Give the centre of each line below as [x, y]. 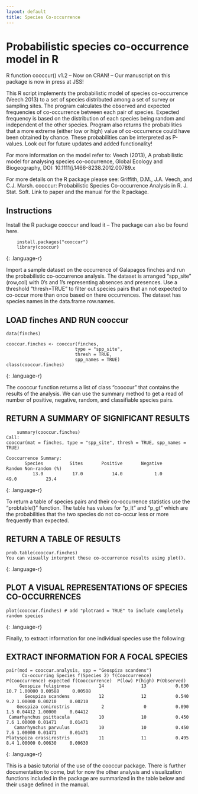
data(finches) [24, 334]
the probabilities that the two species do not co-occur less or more [87, 514]
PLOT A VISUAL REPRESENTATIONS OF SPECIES [97, 588]
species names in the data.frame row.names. [61, 301]
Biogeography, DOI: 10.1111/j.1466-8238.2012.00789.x [71, 168]
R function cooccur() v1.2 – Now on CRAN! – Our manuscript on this [88, 75]
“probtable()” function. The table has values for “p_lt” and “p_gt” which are [97, 507]
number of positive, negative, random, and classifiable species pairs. [90, 400]
